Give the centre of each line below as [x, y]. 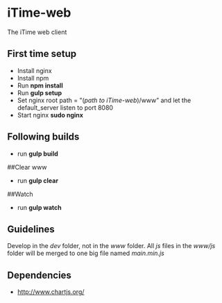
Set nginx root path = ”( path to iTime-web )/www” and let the [104, 100]
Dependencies [39, 275]
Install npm [33, 78]
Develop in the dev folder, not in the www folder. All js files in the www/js [111, 246]
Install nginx [34, 70]
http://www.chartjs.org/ [51, 292]
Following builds [43, 137]
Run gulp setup [40, 92]
